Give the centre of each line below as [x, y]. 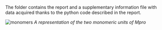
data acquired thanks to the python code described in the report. [73, 12]
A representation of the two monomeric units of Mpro [90, 22]
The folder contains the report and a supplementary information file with [81, 7]
